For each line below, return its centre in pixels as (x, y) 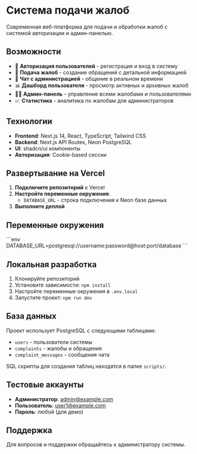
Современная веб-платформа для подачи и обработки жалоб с (87, 27)
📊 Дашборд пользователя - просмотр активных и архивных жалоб (101, 85)
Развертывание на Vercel (55, 173)
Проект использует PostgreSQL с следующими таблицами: (81, 331)
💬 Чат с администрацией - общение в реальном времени (89, 78)
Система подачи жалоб (68, 10)
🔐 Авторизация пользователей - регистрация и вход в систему (96, 66)
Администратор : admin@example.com (64, 399)
